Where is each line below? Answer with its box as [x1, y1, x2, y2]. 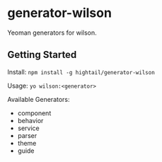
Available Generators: [7, 95, 70, 103]
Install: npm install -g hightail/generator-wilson [7, 67, 156, 76]
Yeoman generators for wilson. [7, 28, 97, 37]
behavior [17, 116, 44, 125]
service [17, 124, 40, 132]
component [17, 108, 52, 117]
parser [17, 131, 37, 139]
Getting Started [7, 49, 77, 61]
